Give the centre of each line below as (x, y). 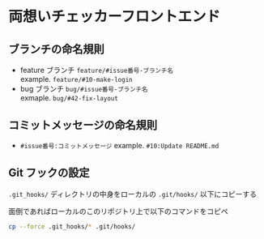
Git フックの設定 (49, 173)
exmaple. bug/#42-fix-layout (69, 98)
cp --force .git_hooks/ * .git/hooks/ (72, 226)
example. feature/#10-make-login (77, 79)
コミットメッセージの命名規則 (83, 125)
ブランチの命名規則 (56, 49)
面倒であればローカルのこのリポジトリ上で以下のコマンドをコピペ (118, 211)
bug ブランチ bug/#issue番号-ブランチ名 (84, 89)
